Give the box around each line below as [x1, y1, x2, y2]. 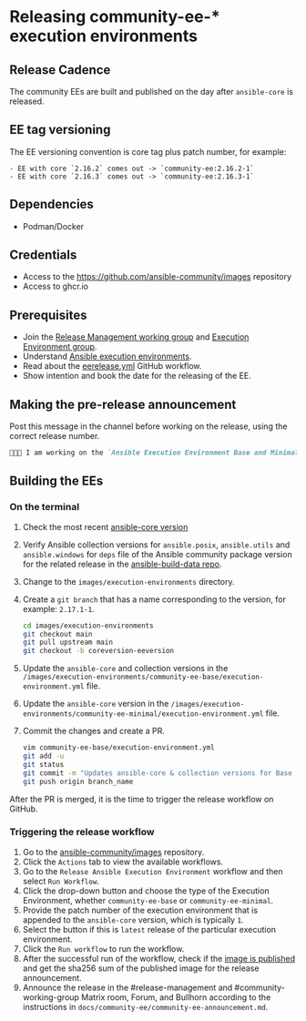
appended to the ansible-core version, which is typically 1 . [22, 914, 244, 925]
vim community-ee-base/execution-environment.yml [22, 743, 216, 752]
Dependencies [9, 197, 94, 212]
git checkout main [22, 629, 93, 638]
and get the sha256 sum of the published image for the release [22, 963, 260, 974]
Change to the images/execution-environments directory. [22, 576, 235, 587]
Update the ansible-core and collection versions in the [22, 663, 229, 674]
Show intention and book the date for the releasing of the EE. [22, 371, 252, 382]
